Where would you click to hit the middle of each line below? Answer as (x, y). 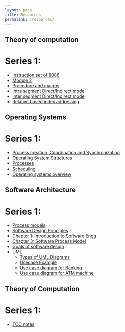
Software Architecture (41, 190)
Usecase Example (38, 263)
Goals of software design (38, 247)
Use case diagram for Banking (51, 268)
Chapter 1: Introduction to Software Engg (54, 236)
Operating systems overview (42, 174)
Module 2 (22, 80)
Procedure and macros (36, 85)
